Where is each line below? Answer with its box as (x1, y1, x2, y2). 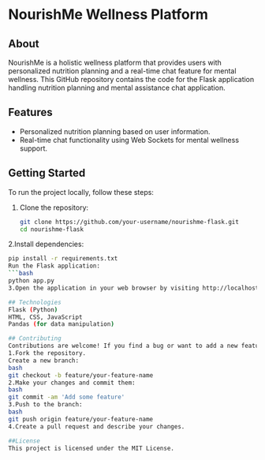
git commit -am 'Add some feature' (8, 393, 125, 402)
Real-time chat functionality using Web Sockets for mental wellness (19, 135, 239, 144)
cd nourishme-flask (19, 225, 84, 234)
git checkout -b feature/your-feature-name (8, 371, 154, 380)
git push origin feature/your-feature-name (8, 415, 154, 423)
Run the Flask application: (8, 262, 101, 270)
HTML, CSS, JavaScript (8, 313, 83, 321)
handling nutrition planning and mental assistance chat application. (8, 83, 226, 92)
